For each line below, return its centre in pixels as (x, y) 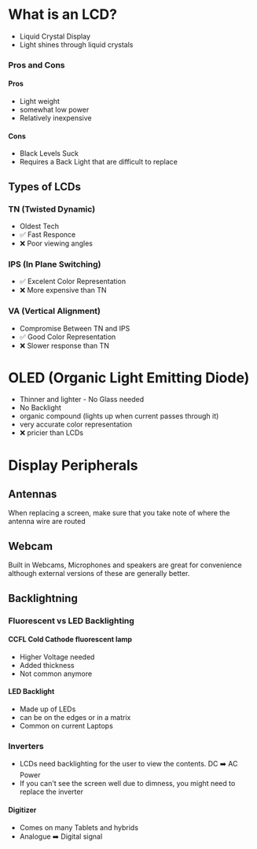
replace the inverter (51, 792)
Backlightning (43, 598)
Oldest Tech (39, 226)
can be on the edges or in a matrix (75, 718)
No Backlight (40, 408)
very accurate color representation (75, 424)
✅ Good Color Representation (68, 337)
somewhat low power (54, 110)
